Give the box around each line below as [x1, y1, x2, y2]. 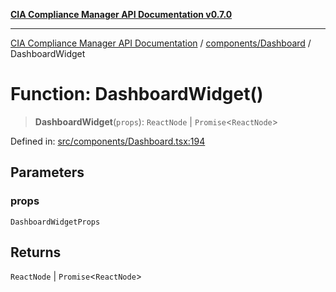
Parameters [10, 164, 85, 181]
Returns [10, 244, 62, 261]
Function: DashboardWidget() [10, 83, 264, 106]
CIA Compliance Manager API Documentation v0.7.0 [10, 9, 233, 20]
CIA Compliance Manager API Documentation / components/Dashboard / [10, 37, 312, 49]
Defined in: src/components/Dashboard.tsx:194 [10, 135, 206, 147]
